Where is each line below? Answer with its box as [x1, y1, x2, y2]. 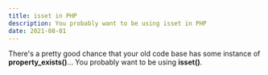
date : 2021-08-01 [8, 27, 67, 35]
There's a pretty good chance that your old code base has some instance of [8, 49, 261, 59]
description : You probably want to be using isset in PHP [8, 19, 207, 27]
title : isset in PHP [8, 11, 78, 20]
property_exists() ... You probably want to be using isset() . [8, 57, 203, 67]
